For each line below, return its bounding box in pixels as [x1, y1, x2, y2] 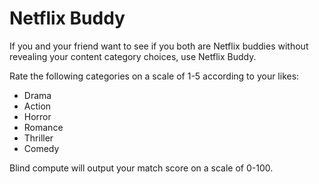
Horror [23, 110, 52, 122]
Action [23, 100, 52, 112]
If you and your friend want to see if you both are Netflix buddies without [9, 40, 309, 52]
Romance [23, 121, 64, 133]
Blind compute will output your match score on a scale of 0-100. [9, 162, 274, 174]
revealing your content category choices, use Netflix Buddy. [9, 50, 257, 62]
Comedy [23, 142, 60, 154]
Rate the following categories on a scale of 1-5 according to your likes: [9, 70, 300, 82]
